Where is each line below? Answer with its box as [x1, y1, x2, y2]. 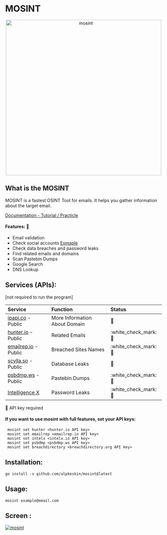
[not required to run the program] [5, 294, 74, 300]
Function [51, 306, 73, 313]
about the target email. [5, 203, 52, 209]
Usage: [5, 485, 28, 493]
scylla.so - [7, 357, 33, 364]
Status [110, 306, 127, 313]
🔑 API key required [5, 405, 43, 411]
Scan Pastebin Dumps [12, 256, 58, 262]
